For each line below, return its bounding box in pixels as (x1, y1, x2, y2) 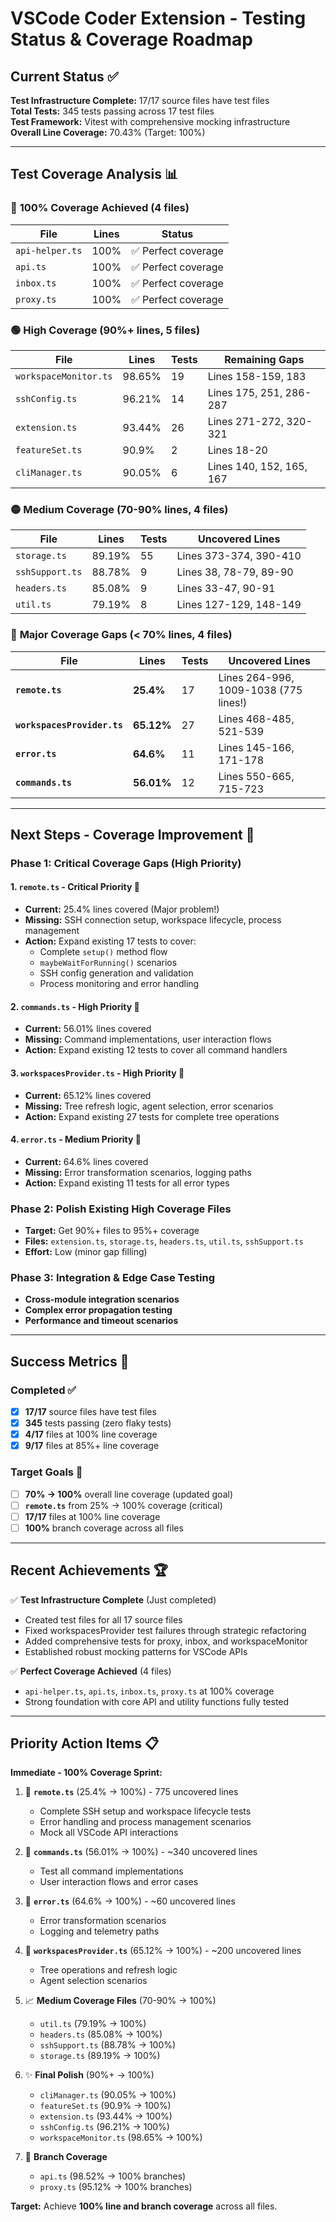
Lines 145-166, (218, 740, 295, 754)
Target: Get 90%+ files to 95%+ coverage (24, 1225, 200, 1236)
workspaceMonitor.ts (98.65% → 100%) (39, 2132, 203, 2144)
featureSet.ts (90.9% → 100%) (39, 2100, 172, 2112)
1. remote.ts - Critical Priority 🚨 (10, 881, 140, 893)
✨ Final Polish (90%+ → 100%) (24, 2069, 155, 2081)
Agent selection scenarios (39, 1975, 148, 1987)
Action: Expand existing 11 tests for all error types (24, 1177, 230, 1189)
